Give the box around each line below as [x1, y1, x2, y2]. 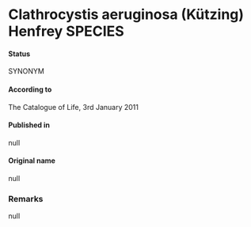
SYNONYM [8, 66, 45, 76]
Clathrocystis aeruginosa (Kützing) [8, 6, 244, 24]
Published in [8, 120, 50, 130]
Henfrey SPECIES [8, 22, 124, 40]
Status [8, 49, 31, 59]
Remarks [8, 193, 44, 204]
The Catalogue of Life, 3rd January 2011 [8, 102, 139, 112]
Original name [8, 156, 55, 165]
